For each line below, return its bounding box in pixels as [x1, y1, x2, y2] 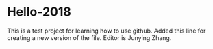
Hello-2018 [7, 4, 72, 20]
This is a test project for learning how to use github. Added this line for [7, 27, 206, 35]
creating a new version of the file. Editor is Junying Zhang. [7, 33, 172, 42]
